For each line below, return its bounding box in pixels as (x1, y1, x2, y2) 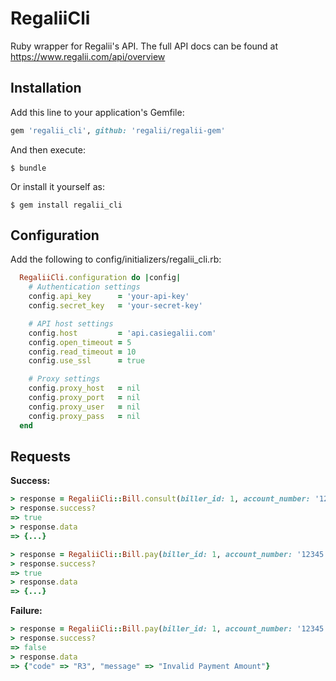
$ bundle (10, 163, 47, 173)
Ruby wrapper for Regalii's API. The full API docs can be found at (10, 40, 279, 52)
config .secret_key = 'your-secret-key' (28, 301, 203, 311)
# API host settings (28, 318, 114, 329)
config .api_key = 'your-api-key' (28, 292, 190, 302)
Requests (10, 448, 71, 465)
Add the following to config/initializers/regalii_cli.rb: (10, 253, 222, 266)
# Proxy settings (28, 374, 101, 384)
